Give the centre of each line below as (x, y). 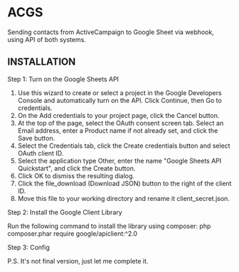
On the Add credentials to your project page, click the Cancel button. (118, 115)
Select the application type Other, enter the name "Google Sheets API (119, 161)
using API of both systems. (47, 39)
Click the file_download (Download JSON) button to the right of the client (124, 183)
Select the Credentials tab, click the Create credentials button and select (124, 146)
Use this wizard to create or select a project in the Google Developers (119, 92)
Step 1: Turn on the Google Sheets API (63, 79)
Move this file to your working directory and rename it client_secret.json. (123, 198)
